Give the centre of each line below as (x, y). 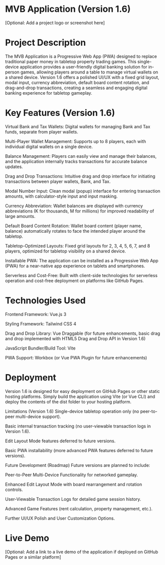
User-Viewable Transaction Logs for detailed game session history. (73, 499)
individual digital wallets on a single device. (49, 146)
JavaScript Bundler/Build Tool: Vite (40, 348)
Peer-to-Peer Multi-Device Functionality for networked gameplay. (72, 475)
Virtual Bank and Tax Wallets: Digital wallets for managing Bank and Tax (78, 126)
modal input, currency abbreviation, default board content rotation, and (77, 82)
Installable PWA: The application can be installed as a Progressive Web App (82, 260)
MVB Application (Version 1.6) (68, 9)
